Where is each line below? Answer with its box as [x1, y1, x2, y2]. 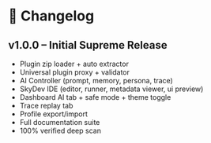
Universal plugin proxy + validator [19, 68, 130, 77]
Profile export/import [19, 109, 89, 119]
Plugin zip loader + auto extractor [19, 59, 129, 68]
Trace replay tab [19, 101, 73, 110]
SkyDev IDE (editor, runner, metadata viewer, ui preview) [19, 84, 204, 93]
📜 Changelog [8, 7, 95, 25]
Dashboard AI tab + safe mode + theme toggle [19, 93, 171, 101]
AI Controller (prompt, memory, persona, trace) [19, 76, 174, 85]
